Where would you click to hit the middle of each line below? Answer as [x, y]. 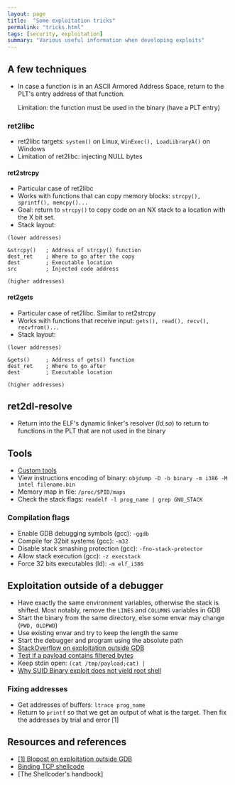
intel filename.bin [47, 485]
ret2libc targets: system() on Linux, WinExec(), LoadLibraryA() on [114, 141]
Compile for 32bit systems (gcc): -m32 [73, 541]
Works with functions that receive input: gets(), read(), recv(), [113, 320]
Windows [31, 149]
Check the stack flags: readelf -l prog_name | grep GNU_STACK [110, 499]
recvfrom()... [38, 327]
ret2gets [20, 297]
